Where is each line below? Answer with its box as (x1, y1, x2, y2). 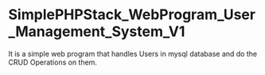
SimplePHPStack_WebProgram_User (8, 6, 256, 24)
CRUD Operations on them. (8, 57, 98, 67)
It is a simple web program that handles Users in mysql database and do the (8, 49, 257, 58)
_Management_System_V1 (8, 22, 185, 41)
